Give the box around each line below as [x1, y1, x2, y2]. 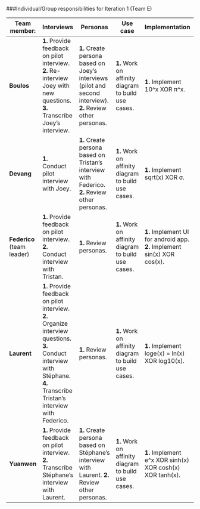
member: [10, 27, 36, 35]
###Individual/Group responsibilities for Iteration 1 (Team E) [6, 5, 152, 12]
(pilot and [79, 82, 106, 90]
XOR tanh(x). [145, 471, 180, 479]
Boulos [9, 82, 30, 90]
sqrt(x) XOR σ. [145, 173, 185, 181]
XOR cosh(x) [145, 464, 180, 471]
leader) [9, 250, 30, 258]
